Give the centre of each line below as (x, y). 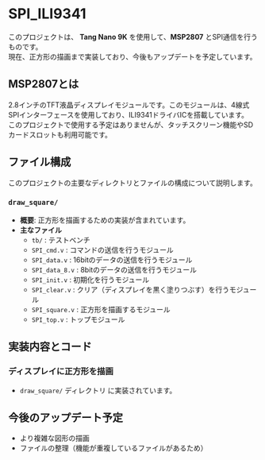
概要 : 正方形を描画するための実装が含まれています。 (105, 220)
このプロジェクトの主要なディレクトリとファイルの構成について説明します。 (133, 183)
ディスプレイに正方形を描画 (61, 372)
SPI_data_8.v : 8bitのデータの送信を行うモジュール (114, 269)
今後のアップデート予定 (65, 417)
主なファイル (40, 230)
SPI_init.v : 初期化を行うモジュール (90, 280)
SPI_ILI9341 (47, 14)
